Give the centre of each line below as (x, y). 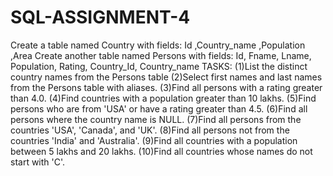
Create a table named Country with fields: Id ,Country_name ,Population (158, 45)
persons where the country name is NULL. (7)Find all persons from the (156, 119)
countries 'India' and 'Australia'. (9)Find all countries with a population (154, 140)
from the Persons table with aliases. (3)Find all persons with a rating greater (166, 87)
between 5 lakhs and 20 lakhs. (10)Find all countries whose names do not (161, 151)
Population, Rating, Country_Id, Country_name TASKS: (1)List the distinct (159, 66)
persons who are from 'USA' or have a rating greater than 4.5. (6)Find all (159, 108)
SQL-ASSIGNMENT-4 (100, 17)
